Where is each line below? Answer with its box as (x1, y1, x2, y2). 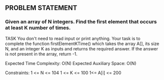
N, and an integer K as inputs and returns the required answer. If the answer (5, 46, 158, 51)
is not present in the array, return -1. (5, 51, 77, 57)
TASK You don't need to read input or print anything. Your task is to (5, 35, 141, 41)
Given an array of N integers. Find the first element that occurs (5, 18, 157, 25)
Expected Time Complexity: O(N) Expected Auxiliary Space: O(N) (5, 60, 137, 66)
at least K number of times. (5, 24, 71, 31)
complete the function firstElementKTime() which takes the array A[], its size (5, 41, 160, 47)
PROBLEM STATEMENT (5, 4, 77, 12)
